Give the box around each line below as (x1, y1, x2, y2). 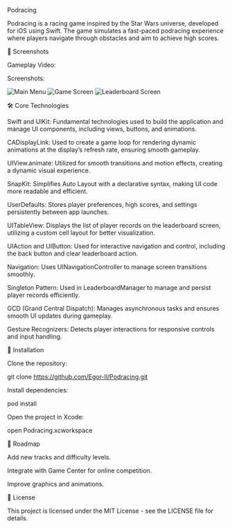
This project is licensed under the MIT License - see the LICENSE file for (7, 507, 213, 515)
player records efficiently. (7, 291, 80, 299)
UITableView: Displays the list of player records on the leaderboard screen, (7, 221, 221, 229)
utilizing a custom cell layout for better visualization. (7, 228, 156, 237)
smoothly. (7, 270, 36, 278)
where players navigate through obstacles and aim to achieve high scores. (7, 34, 220, 42)
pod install (7, 399, 37, 408)
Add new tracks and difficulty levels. (7, 453, 111, 461)
